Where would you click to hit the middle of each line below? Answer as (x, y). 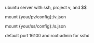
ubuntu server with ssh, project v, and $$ (46, 7)
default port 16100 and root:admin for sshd (47, 36)
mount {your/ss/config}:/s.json (35, 26)
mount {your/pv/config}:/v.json (35, 17)
